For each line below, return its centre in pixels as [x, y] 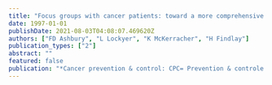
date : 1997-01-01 [38, 23]
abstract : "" [31, 53]
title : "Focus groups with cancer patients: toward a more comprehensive [136, 16]
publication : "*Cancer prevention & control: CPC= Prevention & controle [136, 69]
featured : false [36, 62]
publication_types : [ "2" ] [52, 46]
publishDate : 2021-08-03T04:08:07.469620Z [81, 31]
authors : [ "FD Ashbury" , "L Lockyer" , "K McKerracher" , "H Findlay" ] [129, 38]
